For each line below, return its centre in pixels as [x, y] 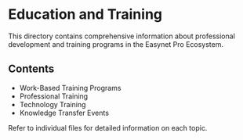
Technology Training [53, 104]
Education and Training [85, 14]
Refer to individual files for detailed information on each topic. [108, 127]
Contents [31, 69]
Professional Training [54, 96]
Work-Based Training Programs [70, 88]
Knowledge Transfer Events [64, 113]
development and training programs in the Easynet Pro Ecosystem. [116, 44]
